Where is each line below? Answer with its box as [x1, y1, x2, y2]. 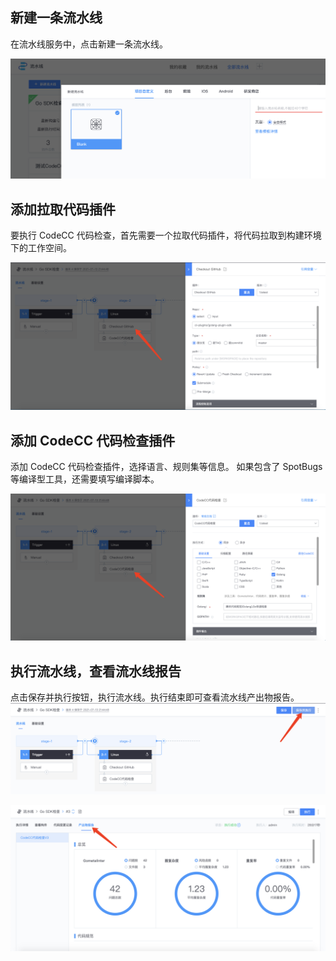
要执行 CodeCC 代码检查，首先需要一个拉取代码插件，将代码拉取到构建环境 [10, 229, 322, 242]
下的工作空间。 [10, 242, 72, 254]
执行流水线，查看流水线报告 [10, 663, 182, 680]
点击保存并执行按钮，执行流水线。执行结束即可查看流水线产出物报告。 [10, 691, 300, 703]
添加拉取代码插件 [10, 201, 116, 218]
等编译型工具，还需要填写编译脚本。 [10, 473, 160, 485]
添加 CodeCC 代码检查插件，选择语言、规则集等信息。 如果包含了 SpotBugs [10, 461, 323, 473]
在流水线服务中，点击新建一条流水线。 [10, 38, 168, 50]
